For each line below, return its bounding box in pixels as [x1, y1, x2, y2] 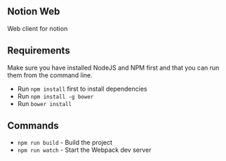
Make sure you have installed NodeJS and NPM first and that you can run [7, 63, 220, 72]
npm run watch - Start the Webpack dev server [17, 146, 152, 154]
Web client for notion [7, 24, 68, 32]
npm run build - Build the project [17, 139, 113, 147]
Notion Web [7, 6, 60, 18]
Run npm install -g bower [17, 91, 94, 101]
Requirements [7, 45, 70, 57]
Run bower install [17, 99, 72, 108]
